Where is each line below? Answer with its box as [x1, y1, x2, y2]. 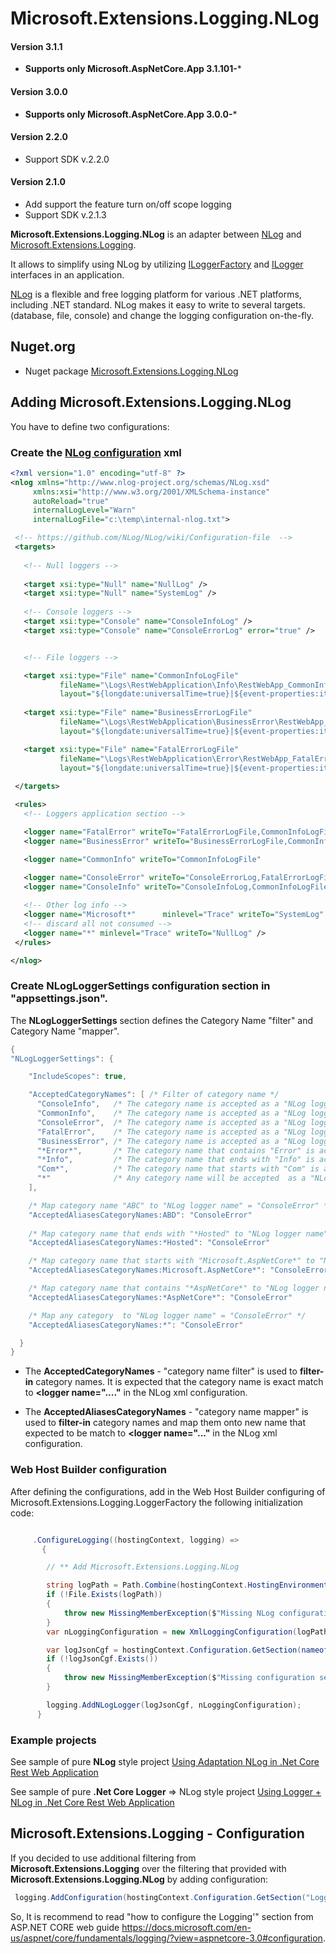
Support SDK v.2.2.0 [24, 153, 110, 165]
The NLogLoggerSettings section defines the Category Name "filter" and [10, 1014, 314, 1026]
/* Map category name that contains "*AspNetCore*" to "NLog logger [28, 1283, 320, 1294]
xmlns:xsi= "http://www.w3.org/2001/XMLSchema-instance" [32, 487, 271, 497]
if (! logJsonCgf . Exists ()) [46, 1654, 159, 1664]
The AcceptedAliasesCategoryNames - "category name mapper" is [24, 1406, 309, 1418]
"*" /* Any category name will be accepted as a [36, 1173, 307, 1184]
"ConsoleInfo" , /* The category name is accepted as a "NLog [36, 1099, 307, 1109]
